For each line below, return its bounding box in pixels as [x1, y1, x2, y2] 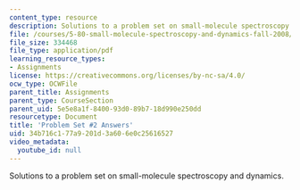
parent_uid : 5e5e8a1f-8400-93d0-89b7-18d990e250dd [9, 104, 202, 113]
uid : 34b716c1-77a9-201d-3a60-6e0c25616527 [9, 129, 174, 138]
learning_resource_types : [9, 54, 105, 63]
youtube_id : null [17, 145, 82, 154]
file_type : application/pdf [9, 46, 114, 55]
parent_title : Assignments [9, 87, 110, 96]
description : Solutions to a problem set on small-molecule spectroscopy [9, 21, 290, 30]
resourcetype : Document [9, 112, 98, 121]
